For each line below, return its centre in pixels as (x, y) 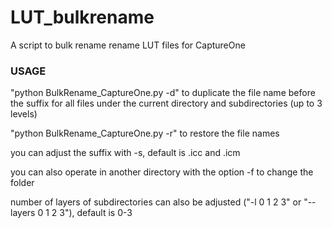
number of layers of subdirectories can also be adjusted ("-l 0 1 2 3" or (156, 202)
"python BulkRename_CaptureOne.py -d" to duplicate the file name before (163, 93)
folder (22, 183)
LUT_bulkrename (82, 17)
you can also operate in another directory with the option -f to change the (162, 172)
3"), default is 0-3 (96, 213)
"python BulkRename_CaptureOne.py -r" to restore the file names (145, 133)
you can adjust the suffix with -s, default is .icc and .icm (125, 153)
